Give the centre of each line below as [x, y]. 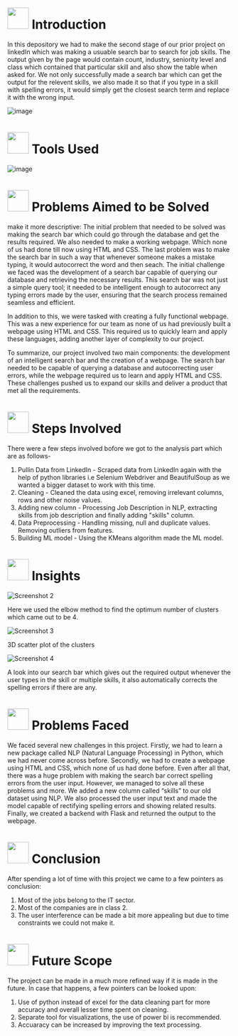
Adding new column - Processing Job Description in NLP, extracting [117, 507]
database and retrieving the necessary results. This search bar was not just [118, 279]
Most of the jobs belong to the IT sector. [76, 900]
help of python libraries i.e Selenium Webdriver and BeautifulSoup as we [124, 477]
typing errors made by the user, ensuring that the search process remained [117, 295]
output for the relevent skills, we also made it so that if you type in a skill [113, 82]
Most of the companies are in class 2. [72, 907]
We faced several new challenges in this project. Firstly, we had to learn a [115, 745]
